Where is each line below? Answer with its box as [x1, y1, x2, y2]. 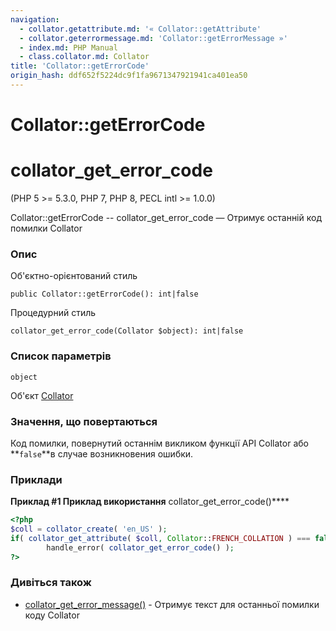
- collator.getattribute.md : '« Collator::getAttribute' [19, 24, 262, 34]
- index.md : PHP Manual [19, 42, 118, 53]
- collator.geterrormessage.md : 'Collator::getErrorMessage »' [19, 33, 288, 43]
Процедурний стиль [10, 307, 97, 319]
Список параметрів [10, 349, 112, 363]
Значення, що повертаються [10, 414, 158, 428]
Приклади [10, 472, 63, 486]
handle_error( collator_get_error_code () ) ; [46, 542, 235, 553]
